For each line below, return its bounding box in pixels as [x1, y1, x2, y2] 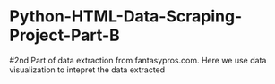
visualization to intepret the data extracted [9, 64, 166, 75]
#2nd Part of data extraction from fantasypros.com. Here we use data [9, 55, 267, 65]
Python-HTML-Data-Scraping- [9, 6, 243, 27]
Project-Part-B [9, 25, 121, 46]
